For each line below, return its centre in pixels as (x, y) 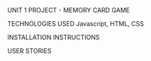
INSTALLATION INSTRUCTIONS (54, 37)
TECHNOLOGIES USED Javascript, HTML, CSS (75, 23)
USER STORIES (29, 51)
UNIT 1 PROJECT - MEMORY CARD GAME (69, 10)
